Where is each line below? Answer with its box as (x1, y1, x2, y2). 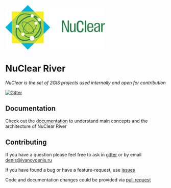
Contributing (5, 138, 47, 147)
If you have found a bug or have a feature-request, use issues (5, 167, 135, 173)
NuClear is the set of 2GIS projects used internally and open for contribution (5, 79, 166, 86)
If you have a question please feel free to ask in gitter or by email (5, 151, 142, 157)
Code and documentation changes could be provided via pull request (5, 176, 151, 183)
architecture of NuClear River (5, 123, 67, 129)
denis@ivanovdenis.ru (5, 157, 52, 163)
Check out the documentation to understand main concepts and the (5, 118, 148, 124)
